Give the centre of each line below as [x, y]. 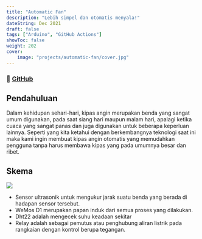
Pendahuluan [32, 98]
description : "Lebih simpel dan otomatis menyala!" [73, 18]
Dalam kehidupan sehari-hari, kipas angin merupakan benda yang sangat [98, 113]
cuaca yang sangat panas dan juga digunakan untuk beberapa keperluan [98, 126]
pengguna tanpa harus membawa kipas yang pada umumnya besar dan [96, 145]
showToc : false [26, 40]
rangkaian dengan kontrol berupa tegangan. [70, 230]
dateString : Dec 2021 [34, 23]
